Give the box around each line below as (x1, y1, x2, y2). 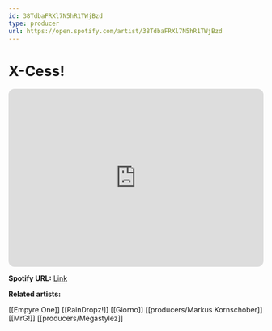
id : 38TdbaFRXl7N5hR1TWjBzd (8, 11, 104, 20)
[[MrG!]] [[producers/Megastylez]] (8, 313, 124, 324)
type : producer (8, 19, 60, 28)
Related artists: (8, 289, 62, 299)
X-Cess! (8, 62, 65, 80)
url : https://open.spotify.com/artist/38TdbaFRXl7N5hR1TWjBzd (8, 27, 223, 35)
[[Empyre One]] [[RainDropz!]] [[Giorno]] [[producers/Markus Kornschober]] (8, 305, 263, 315)
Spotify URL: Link (8, 274, 68, 283)
